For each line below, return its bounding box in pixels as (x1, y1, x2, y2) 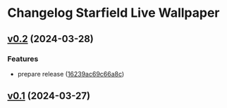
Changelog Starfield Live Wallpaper (7, 5, 220, 21)
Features (7, 54, 39, 64)
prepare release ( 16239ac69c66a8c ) (17, 69, 125, 78)
